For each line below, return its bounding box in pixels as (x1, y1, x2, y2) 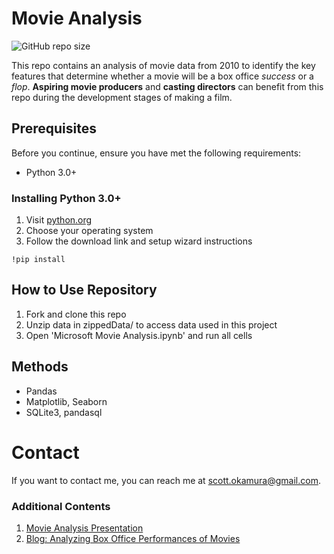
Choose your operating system (25, 225, 154, 237)
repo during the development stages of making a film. (11, 91, 233, 103)
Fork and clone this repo (25, 308, 127, 320)
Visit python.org (25, 214, 93, 226)
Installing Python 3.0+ (11, 191, 122, 205)
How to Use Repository (11, 282, 158, 299)
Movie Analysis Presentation (25, 522, 144, 534)
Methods (11, 358, 69, 376)
